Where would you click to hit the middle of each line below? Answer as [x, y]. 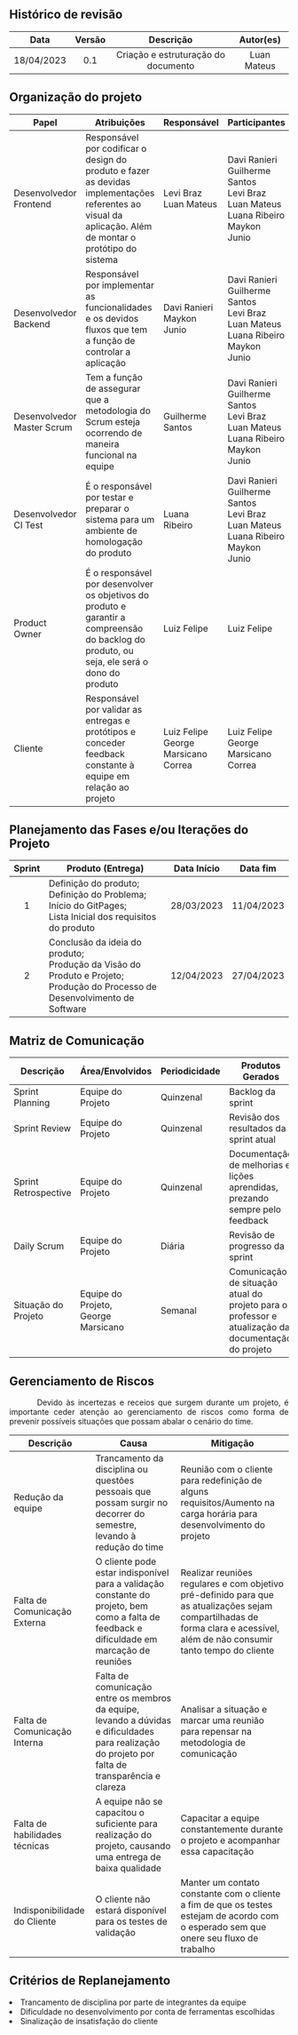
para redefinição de [221, 1480]
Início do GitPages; [87, 906]
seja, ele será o [117, 661]
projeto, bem [122, 1606]
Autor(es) [260, 39]
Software [67, 1010]
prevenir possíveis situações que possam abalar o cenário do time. [131, 1422]
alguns [195, 1492]
